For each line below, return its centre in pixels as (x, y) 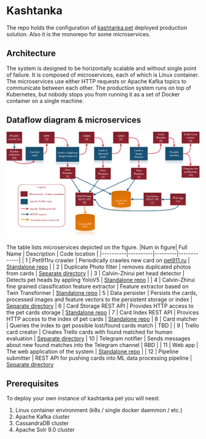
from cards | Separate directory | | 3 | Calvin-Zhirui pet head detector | (96, 273)
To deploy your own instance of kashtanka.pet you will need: (83, 399)
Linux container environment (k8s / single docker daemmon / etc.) (99, 410)
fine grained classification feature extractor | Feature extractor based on (97, 286)
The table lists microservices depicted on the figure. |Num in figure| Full (97, 247)
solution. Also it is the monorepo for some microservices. (78, 34)
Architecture (31, 54)
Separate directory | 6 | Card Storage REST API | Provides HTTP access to (100, 306)
